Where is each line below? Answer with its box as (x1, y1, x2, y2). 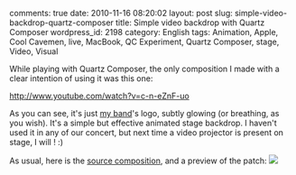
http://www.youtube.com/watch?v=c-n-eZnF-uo (9, 90, 190, 101)
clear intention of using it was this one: (9, 73, 153, 84)
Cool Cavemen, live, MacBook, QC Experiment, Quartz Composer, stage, (9, 36, 280, 47)
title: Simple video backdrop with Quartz (116, 17, 265, 28)
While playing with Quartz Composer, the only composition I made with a (9, 63, 280, 74)
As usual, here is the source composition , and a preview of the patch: (9, 155, 267, 166)
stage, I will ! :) (9, 137, 63, 147)
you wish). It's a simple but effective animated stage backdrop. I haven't (9, 117, 277, 128)
